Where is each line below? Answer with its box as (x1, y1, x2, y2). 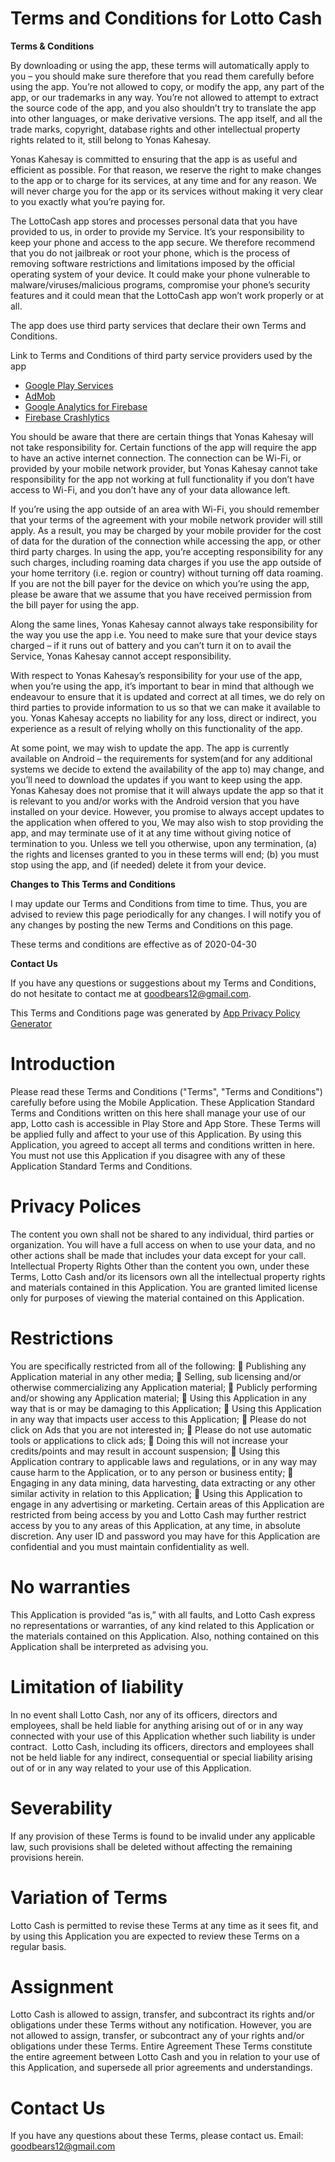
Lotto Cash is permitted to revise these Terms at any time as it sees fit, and (10, 1919, 319, 1931)
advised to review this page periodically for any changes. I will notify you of (10, 908, 322, 920)
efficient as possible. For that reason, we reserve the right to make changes (10, 163, 322, 176)
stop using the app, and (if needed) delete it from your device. (10, 858, 267, 871)
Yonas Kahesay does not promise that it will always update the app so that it (10, 784, 324, 796)
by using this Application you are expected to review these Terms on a (10, 1930, 300, 1942)
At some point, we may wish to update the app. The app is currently (10, 742, 290, 754)
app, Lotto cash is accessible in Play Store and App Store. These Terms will (10, 1117, 321, 1129)
